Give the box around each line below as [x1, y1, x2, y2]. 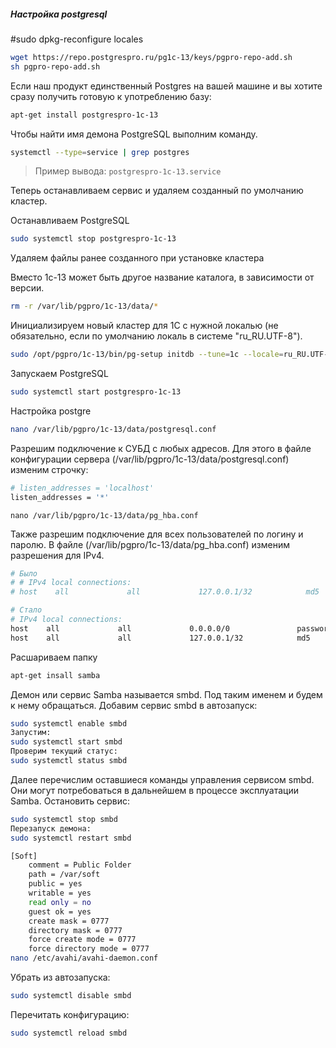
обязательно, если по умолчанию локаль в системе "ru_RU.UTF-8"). [10, 330, 303, 342]
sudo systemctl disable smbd [10, 991, 132, 1001]
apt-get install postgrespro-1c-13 [10, 110, 159, 120]
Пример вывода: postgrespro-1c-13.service [34, 165, 222, 177]
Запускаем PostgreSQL [10, 368, 109, 380]
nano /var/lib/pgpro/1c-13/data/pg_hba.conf [10, 510, 199, 520]
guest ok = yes [28, 906, 92, 917]
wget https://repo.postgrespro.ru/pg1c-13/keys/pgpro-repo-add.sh [10, 52, 293, 62]
